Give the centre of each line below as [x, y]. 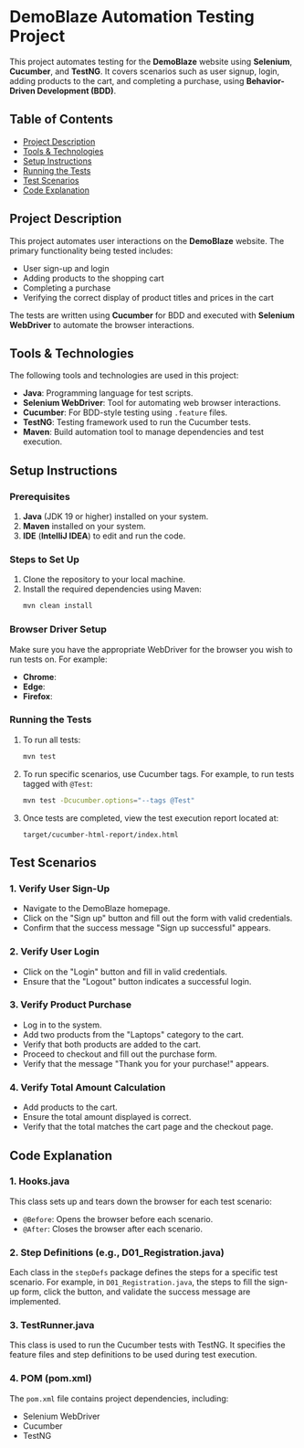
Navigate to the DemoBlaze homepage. [96, 909]
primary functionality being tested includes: [91, 250]
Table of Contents [62, 119]
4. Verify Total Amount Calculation [88, 1087]
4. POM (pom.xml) [51, 1379]
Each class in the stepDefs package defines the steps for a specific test [144, 1272]
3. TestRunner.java [52, 1326]
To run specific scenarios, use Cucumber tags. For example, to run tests [158, 773]
